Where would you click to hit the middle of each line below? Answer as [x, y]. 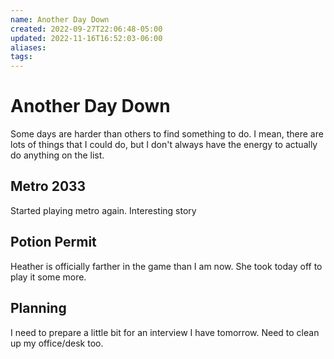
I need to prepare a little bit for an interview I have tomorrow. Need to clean [165, 332]
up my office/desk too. [57, 343]
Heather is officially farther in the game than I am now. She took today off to [166, 266]
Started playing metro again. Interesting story [103, 210]
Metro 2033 [48, 186]
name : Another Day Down [60, 19]
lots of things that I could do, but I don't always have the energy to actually [164, 145]
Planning [38, 308]
